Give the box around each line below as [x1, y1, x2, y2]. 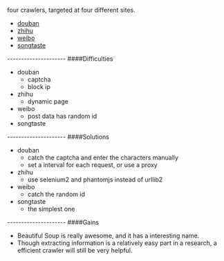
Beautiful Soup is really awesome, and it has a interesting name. [17, 231, 200, 240]
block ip [27, 83, 50, 90]
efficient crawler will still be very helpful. [17, 246, 133, 254]
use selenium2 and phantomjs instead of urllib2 [27, 175, 163, 184]
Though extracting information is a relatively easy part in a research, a [17, 239, 218, 247]
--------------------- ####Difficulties [7, 55, 113, 63]
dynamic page [27, 97, 69, 106]
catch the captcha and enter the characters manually [27, 153, 178, 162]
